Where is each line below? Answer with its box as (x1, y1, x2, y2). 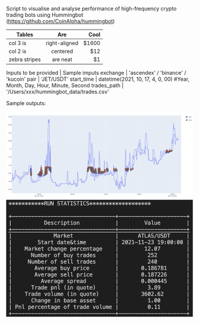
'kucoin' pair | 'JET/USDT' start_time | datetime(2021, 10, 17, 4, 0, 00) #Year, (6, 75, 190, 83)
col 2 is (8, 47, 27, 55)
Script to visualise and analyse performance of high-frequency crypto (6, 5, 176, 12)
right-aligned (46, 39, 79, 46)
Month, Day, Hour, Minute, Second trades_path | (6, 81, 124, 88)
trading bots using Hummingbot (6, 11, 84, 18)
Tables (16, 31, 34, 38)
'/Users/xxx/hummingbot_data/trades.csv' (6, 88, 110, 95)
